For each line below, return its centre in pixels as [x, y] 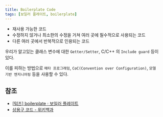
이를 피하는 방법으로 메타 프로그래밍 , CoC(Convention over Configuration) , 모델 [81, 68]
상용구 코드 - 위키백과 [33, 110]
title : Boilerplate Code [30, 10]
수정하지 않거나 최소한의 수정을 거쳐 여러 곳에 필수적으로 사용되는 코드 [79, 35]
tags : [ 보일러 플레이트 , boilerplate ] [41, 14]
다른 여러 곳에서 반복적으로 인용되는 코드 [51, 41]
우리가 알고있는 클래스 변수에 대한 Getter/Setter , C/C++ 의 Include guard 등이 [82, 51]
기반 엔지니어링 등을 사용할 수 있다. [37, 74]
